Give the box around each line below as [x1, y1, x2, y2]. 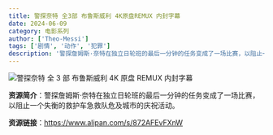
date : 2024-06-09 [8, 20, 67, 28]
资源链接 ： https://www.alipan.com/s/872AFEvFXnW [8, 118, 184, 127]
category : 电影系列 [8, 27, 70, 35]
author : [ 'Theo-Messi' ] [8, 34, 89, 43]
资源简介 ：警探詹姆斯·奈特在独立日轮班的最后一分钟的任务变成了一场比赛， [8, 90, 260, 100]
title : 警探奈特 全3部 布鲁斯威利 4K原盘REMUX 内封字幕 [8, 11, 181, 20]
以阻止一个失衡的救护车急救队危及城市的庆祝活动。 [8, 101, 180, 110]
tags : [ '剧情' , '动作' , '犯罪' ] [8, 42, 111, 50]
